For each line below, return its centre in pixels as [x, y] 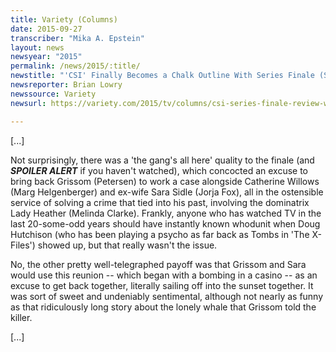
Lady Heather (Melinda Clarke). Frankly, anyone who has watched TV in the [166, 213]
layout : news [37, 47]
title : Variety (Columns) [64, 19]
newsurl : [28, 103]
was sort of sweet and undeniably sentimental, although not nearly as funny [167, 296]
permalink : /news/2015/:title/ [75, 66]
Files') [23, 245]
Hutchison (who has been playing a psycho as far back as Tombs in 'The [160, 234]
